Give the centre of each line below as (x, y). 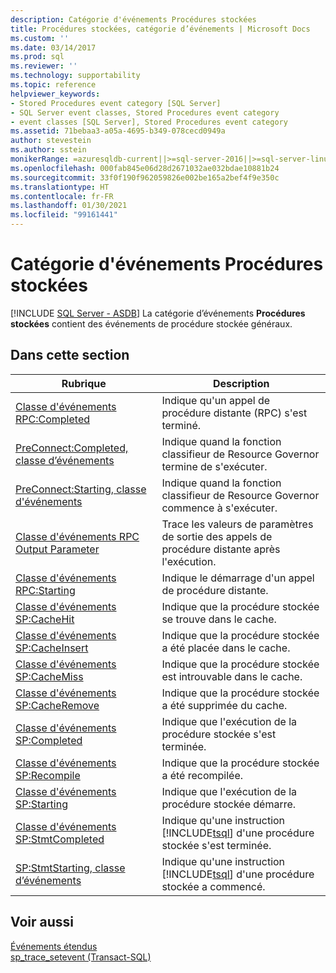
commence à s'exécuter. (219, 508)
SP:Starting (41, 804)
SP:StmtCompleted (60, 839)
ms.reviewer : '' (44, 66)
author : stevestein (51, 141)
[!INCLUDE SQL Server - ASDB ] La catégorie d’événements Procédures (158, 313)
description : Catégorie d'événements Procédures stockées (133, 19)
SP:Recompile (48, 775)
